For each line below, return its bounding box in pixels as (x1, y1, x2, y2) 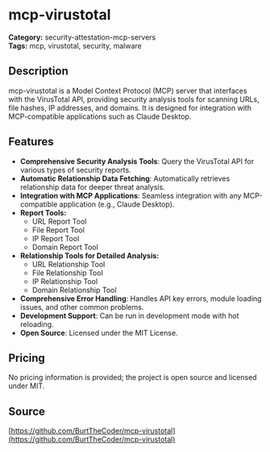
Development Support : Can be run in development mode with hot (19, 311, 239, 320)
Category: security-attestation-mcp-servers (8, 32, 156, 42)
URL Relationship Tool (31, 259, 106, 269)
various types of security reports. (19, 165, 131, 174)
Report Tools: (19, 207, 67, 217)
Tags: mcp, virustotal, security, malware (8, 40, 143, 50)
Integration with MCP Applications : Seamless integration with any (19, 190, 242, 200)
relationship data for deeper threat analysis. (19, 182, 165, 191)
